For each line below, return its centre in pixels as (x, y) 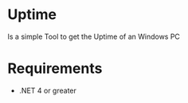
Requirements (55, 69)
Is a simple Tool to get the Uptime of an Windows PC (94, 36)
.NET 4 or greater (48, 90)
